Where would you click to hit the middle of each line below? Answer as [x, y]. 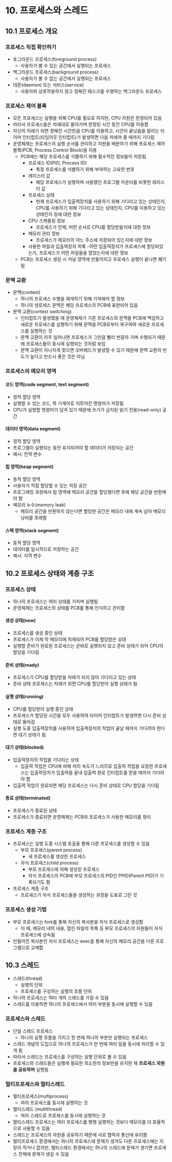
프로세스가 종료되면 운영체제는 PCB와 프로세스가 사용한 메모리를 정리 [82, 817]
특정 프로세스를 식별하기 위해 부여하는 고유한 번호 [85, 170]
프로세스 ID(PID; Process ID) [58, 163]
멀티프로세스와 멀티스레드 [35, 1084]
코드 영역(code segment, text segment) [47, 384]
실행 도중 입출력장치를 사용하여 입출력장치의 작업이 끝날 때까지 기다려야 [84, 728]
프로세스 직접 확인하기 [31, 47]
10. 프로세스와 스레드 [47, 11]
